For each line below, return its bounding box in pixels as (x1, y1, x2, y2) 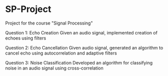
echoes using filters (5, 35, 46, 41)
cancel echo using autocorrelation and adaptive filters (5, 50, 117, 56)
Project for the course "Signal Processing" (5, 20, 93, 26)
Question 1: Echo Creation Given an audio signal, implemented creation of (5, 29, 157, 35)
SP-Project (5, 3, 52, 15)
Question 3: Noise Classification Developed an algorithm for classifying (5, 59, 153, 65)
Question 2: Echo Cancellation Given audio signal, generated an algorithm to (5, 44, 163, 50)
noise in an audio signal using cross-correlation (5, 65, 104, 71)
